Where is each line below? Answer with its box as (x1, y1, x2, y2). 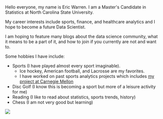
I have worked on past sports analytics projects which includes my (19, 73, 155, 79)
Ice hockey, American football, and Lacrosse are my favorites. (19, 68, 145, 74)
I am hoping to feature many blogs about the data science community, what (5, 34, 158, 39)
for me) (12, 89, 27, 95)
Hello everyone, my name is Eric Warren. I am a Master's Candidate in (5, 4, 146, 10)
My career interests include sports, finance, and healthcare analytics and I (5, 19, 156, 24)
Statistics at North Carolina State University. (5, 9, 94, 15)
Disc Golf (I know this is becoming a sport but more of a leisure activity (12, 84, 156, 90)
